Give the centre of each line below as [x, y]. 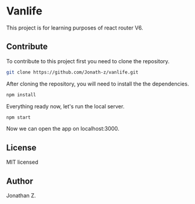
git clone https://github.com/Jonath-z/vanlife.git [72, 72]
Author [20, 181]
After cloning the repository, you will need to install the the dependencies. [98, 84]
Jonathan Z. [21, 196]
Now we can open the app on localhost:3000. [63, 129]
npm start [19, 117]
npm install [21, 94]
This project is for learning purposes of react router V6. [75, 28]
